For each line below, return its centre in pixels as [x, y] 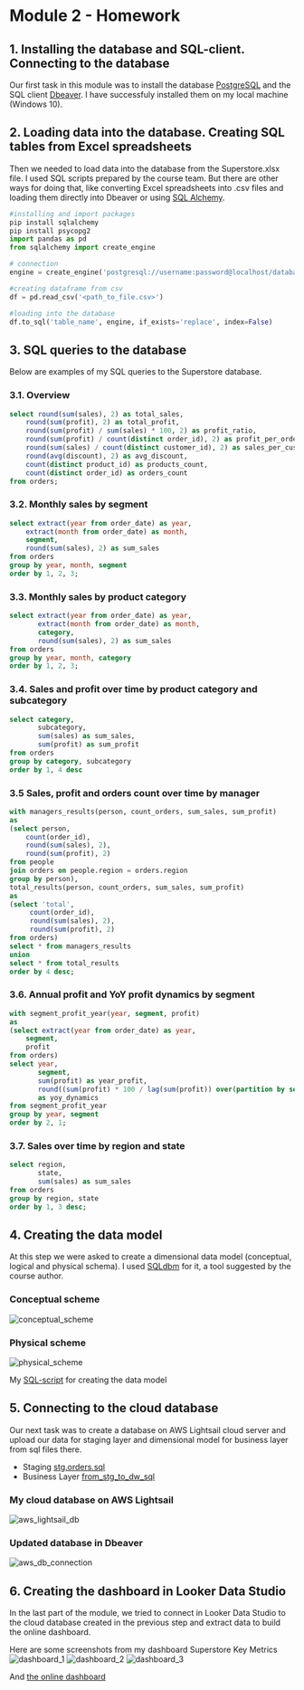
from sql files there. [46, 1449]
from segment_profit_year [58, 1106]
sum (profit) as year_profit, [92, 1081]
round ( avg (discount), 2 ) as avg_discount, [107, 456]
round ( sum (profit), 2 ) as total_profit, [103, 422]
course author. [37, 1276]
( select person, [40, 829]
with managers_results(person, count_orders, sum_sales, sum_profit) [143, 812]
